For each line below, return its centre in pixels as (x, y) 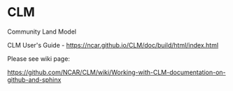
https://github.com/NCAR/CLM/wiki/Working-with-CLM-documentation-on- (116, 72)
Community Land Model (42, 31)
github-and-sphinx (34, 79)
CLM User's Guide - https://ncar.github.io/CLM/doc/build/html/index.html (113, 45)
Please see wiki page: (38, 58)
